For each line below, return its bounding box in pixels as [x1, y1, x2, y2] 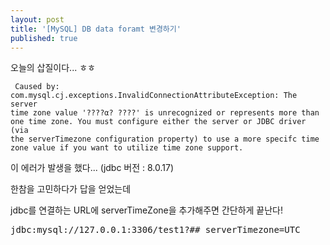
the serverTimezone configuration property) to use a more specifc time [10, 134, 320, 145]
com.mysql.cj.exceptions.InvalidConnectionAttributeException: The [10, 91, 298, 101]
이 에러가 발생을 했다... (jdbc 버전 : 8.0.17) [10, 162, 175, 174]
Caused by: [14, 82, 60, 92]
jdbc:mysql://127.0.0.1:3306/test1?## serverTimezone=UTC [10, 224, 301, 236]
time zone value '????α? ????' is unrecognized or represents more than [10, 108, 320, 118]
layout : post [10, 14, 65, 25]
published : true [10, 33, 78, 43]
